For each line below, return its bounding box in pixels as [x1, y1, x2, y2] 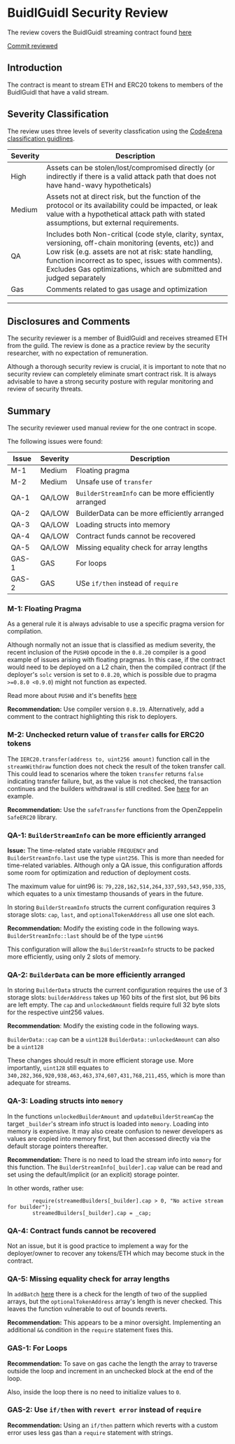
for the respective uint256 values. [7, 1008, 105, 1016]
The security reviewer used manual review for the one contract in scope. [7, 423, 217, 432]
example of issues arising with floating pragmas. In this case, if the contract [7, 656, 225, 664]
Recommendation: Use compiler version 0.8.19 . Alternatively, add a [7, 705, 204, 713]
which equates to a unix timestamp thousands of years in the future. [7, 890, 204, 898]
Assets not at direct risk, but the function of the [46, 191, 201, 201]
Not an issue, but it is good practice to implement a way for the [7, 1241, 189, 1250]
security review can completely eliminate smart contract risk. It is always [7, 370, 217, 379]
